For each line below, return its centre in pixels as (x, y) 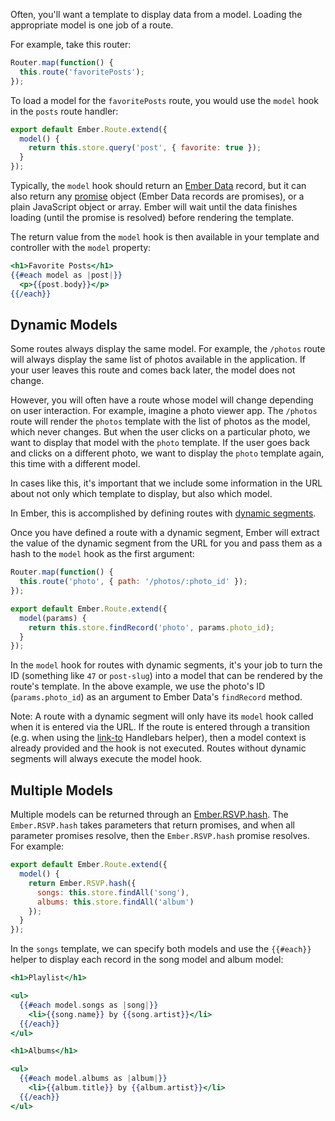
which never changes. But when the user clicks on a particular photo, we (160, 432)
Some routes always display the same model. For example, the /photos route (168, 349)
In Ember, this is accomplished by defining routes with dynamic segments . (163, 513)
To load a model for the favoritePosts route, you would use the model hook (164, 100)
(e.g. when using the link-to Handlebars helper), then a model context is (158, 738)
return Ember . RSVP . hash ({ (82, 883)
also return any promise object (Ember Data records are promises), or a (157, 196)
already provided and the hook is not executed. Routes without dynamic (158, 748)
